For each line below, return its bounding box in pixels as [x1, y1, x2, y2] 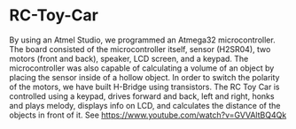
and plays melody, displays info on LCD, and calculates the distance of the [9, 100, 281, 110]
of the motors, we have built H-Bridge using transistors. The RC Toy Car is [9, 81, 280, 92]
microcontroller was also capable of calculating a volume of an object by [9, 63, 275, 73]
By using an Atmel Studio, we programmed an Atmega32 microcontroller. [9, 34, 277, 45]
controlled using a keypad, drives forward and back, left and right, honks [9, 90, 275, 102]
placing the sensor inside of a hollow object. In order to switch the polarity [9, 72, 280, 82]
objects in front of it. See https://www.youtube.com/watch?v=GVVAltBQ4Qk [9, 110, 287, 120]
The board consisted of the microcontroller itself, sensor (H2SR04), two [9, 43, 271, 54]
